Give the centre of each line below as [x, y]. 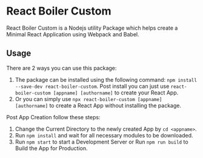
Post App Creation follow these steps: [53, 117]
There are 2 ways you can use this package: [62, 68]
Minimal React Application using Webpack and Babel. [73, 34]
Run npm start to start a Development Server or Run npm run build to [102, 142]
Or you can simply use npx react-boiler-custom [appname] [88, 99]
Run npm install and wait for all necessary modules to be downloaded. [104, 135]
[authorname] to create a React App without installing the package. [98, 105]
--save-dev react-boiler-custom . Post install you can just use [92, 86]
